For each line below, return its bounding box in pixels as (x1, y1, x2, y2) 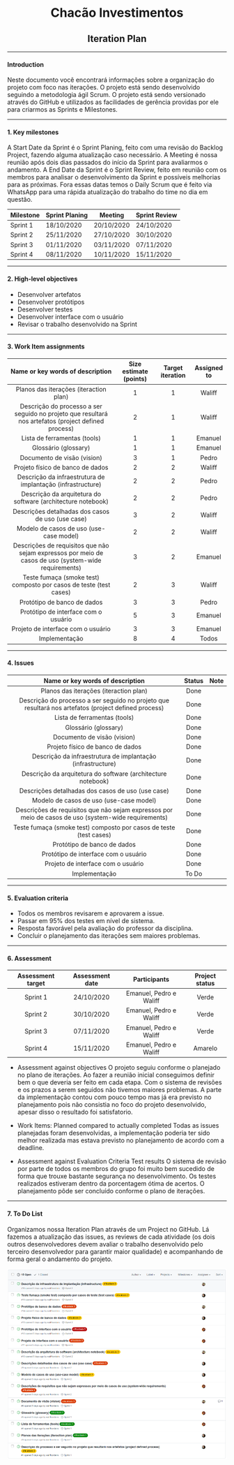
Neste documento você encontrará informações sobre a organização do (7, 75, 214, 84)
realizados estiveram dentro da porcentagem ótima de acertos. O (17, 1179, 205, 1188)
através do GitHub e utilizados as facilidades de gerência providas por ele (7, 98, 219, 106)
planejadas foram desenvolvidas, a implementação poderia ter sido (17, 1129, 210, 1138)
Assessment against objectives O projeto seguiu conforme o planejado (17, 1063, 221, 1072)
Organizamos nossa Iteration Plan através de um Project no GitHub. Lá (7, 1225, 210, 1233)
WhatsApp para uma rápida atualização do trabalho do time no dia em (7, 188, 208, 196)
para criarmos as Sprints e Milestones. (7, 105, 118, 114)
